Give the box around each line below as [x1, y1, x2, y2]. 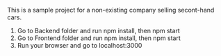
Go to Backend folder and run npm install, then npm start [17, 27, 181, 35]
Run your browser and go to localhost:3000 [17, 41, 142, 49]
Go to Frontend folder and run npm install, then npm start [17, 34, 181, 42]
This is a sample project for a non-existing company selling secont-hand [7, 6, 215, 14]
